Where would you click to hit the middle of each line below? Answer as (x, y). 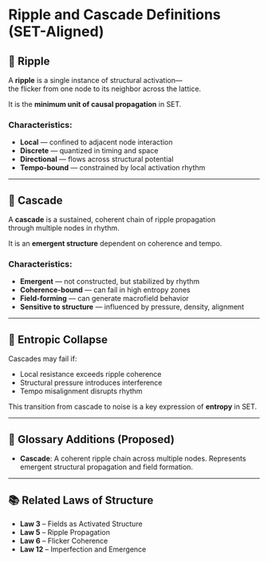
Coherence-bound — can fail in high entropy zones (105, 290)
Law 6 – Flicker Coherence (64, 540)
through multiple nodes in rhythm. (64, 228)
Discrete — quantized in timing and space (89, 151)
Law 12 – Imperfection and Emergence (83, 549)
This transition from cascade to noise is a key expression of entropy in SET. (133, 407)
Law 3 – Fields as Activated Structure (81, 524)
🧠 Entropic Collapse (58, 340)
